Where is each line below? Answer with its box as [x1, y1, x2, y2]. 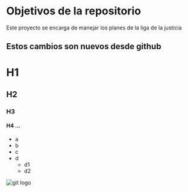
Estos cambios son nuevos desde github [6, 41, 161, 52]
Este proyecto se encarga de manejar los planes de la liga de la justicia [6, 24, 182, 31]
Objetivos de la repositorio [6, 4, 142, 18]
